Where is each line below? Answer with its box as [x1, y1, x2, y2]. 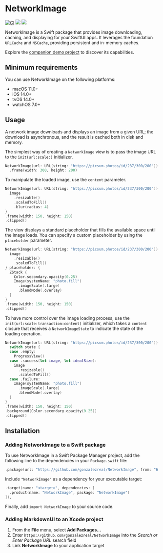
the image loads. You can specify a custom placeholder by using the [5, 232, 143, 238]
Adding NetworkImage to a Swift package [5, 441, 106, 448]
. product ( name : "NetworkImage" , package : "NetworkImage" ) [9, 490, 130, 495]
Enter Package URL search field [12, 537, 77, 543]
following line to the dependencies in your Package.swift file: [5, 458, 128, 464]
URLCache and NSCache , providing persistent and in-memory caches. [5, 40, 140, 46]
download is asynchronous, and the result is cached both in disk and [5, 134, 143, 140]
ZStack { [9, 270, 27, 275]
